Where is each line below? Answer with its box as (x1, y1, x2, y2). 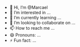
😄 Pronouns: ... (9, 32, 41, 38)
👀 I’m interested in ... (9, 10, 51, 15)
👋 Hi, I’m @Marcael (9, 5, 48, 10)
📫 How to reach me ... (9, 25, 55, 31)
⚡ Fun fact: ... (9, 37, 36, 43)
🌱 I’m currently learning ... (9, 15, 62, 20)
